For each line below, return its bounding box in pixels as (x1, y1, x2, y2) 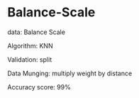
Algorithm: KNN (7, 41, 53, 50)
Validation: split (7, 55, 52, 64)
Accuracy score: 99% (7, 82, 71, 91)
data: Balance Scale (7, 28, 66, 36)
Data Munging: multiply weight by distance (7, 69, 133, 77)
